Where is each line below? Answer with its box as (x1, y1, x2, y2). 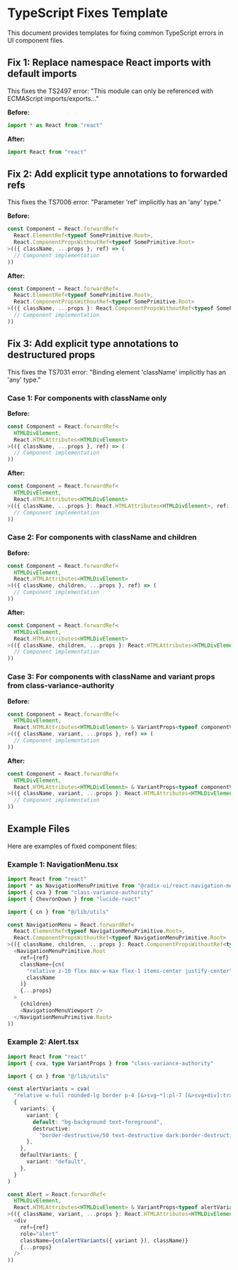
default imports (7, 68, 77, 80)
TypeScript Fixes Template (7, 5, 169, 21)
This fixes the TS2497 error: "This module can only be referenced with (7, 87, 214, 95)
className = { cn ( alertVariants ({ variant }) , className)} (20, 1237, 189, 1244)
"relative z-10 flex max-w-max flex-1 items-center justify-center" (25, 967, 233, 974)
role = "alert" (20, 1230, 59, 1237)
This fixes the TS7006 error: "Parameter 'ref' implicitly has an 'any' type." (7, 198, 222, 207)
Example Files (7, 823, 70, 835)
